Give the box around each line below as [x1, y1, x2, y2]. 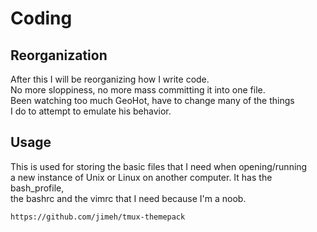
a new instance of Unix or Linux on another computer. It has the [10, 171, 273, 183]
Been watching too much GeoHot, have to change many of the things [10, 95, 295, 106]
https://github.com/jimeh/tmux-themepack [10, 212, 186, 222]
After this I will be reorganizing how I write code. [10, 73, 210, 85]
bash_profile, [10, 182, 65, 194]
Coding [10, 7, 73, 30]
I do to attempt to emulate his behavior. [10, 105, 172, 117]
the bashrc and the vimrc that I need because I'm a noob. [10, 192, 247, 204]
